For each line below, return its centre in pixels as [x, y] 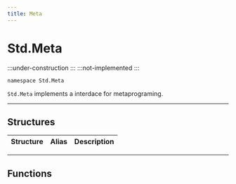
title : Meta [25, 14]
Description [94, 142]
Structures [31, 122]
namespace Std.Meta [36, 80]
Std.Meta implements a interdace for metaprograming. [85, 93]
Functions [30, 173]
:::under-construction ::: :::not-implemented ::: [73, 68]
